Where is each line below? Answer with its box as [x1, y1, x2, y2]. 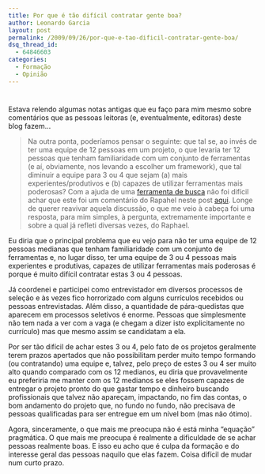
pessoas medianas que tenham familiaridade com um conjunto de [8, 244, 223, 254]
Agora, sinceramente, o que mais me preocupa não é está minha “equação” [8, 424, 256, 434]
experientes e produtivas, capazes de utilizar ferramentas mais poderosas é [8, 261, 256, 270]
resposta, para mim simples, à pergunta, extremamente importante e [27, 212, 252, 221]
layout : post [8, 26, 51, 34]
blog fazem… [8, 121, 51, 130]
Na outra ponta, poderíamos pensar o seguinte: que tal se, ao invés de [27, 136, 257, 146]
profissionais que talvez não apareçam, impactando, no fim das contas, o [8, 392, 248, 401]
